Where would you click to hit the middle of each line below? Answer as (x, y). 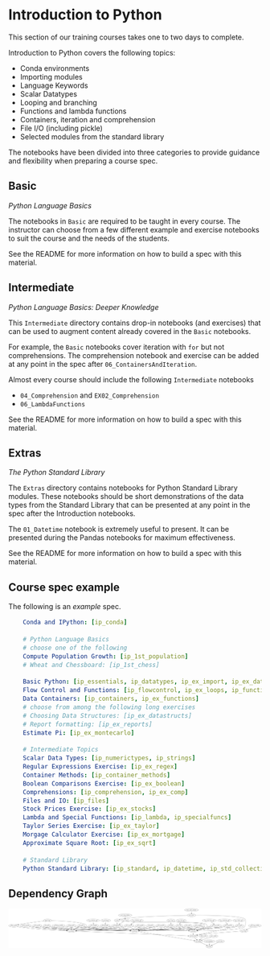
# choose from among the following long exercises (109, 707)
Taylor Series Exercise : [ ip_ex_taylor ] (91, 826)
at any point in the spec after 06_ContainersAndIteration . (103, 364)
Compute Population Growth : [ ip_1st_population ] (106, 656)
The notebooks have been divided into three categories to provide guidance (134, 152)
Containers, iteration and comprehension (88, 119)
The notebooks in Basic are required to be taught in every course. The (125, 221)
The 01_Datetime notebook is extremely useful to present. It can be (119, 530)
